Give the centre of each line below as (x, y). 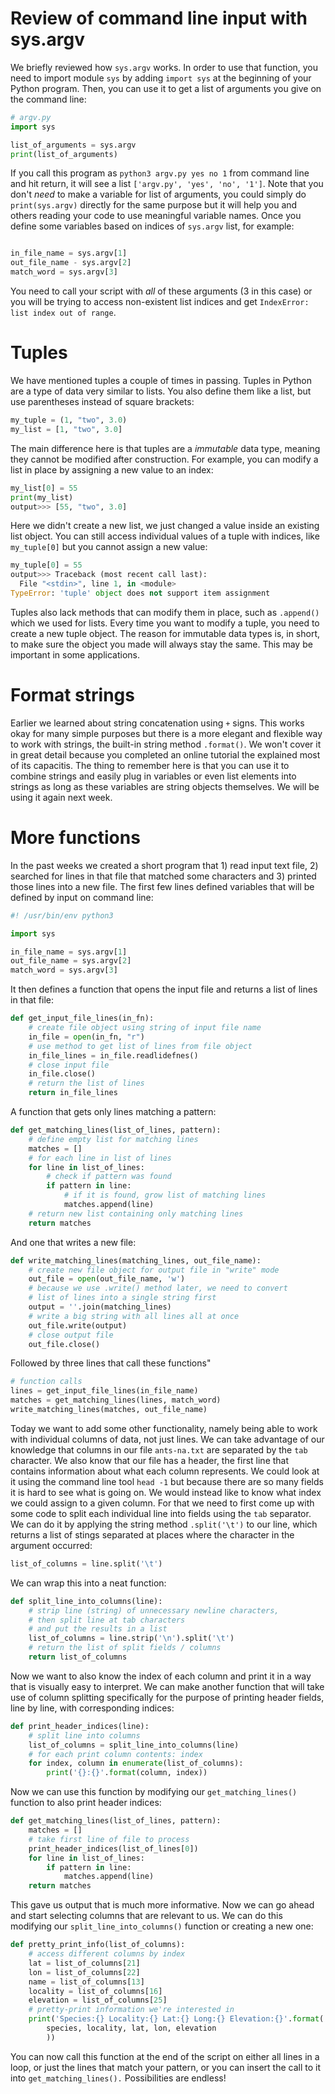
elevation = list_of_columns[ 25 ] (98, 2000)
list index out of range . (63, 313)
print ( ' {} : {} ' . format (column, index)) (127, 1773)
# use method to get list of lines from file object (140, 1046)
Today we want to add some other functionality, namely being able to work (164, 1428)
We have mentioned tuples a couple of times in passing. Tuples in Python (161, 380)
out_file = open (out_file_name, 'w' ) (107, 1279)
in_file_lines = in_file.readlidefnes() (113, 1055)
